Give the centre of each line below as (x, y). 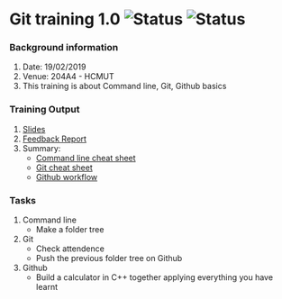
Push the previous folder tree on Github (109, 258)
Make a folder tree (70, 230)
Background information (64, 48)
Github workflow (67, 177)
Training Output (45, 110)
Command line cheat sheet (86, 158)
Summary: (41, 148)
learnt (47, 287)
